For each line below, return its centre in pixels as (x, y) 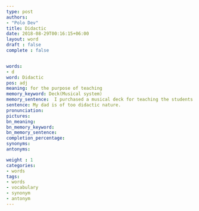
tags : (13, 177)
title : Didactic (26, 28)
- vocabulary (22, 188)
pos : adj (17, 83)
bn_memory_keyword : (30, 127)
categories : (21, 165)
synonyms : (18, 144)
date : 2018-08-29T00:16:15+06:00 (48, 34)
